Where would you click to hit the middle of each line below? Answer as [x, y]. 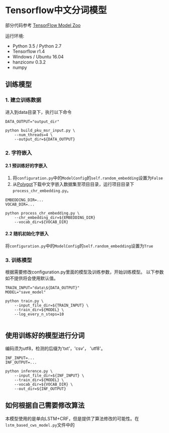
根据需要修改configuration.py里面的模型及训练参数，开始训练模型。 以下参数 [85, 272]
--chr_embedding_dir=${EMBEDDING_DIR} [55, 218]
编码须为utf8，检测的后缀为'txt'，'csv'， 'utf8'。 [55, 348]
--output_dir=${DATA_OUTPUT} [45, 139]
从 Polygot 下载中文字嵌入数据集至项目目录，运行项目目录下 [73, 184]
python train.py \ [24, 301]
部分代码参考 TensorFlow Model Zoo [43, 25]
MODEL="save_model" [26, 293]
